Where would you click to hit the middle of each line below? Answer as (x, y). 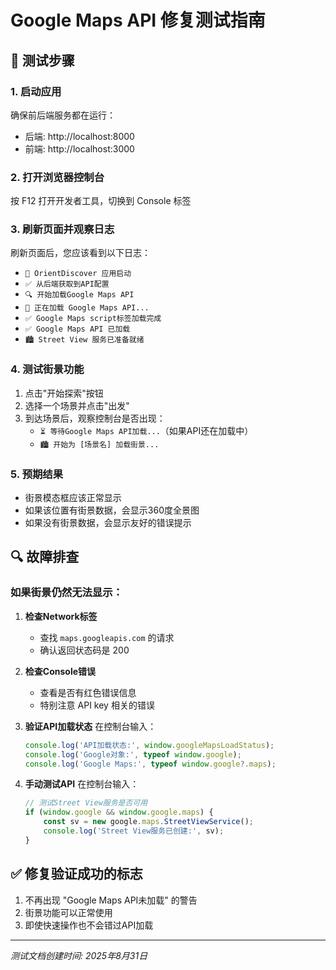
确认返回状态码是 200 (84, 650)
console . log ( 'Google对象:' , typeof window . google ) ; (133, 754)
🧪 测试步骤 (42, 60)
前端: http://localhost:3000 (79, 148)
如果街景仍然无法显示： (66, 593)
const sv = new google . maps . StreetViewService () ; (149, 822)
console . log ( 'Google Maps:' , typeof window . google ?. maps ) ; (150, 764)
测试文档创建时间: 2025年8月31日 (79, 955)
